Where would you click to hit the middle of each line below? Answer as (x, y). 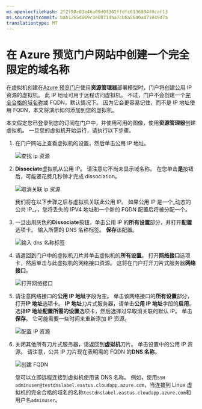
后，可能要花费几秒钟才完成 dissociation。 (67, 176)
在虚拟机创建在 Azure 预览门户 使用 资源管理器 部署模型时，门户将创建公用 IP (99, 87)
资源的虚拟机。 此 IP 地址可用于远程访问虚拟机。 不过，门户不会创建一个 (96, 95)
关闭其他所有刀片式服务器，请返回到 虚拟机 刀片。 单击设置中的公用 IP (100, 345)
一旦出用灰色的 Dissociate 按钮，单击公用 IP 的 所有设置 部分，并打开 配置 (103, 222)
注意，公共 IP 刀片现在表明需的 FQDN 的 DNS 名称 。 (96, 352)
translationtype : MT (32, 23)
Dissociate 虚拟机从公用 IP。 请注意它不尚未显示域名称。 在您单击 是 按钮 (104, 169)
